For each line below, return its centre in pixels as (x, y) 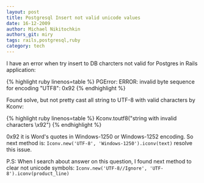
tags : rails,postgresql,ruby (43, 40)
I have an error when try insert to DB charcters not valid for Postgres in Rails (102, 63)
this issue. (19, 149)
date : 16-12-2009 (28, 23)
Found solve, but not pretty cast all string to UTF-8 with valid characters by (101, 100)
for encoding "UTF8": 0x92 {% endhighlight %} (66, 88)
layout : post (23, 12)
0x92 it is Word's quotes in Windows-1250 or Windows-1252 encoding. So (100, 136)
